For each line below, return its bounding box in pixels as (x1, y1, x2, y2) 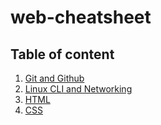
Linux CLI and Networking (24, 83, 133, 95)
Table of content (10, 46, 115, 63)
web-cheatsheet (10, 6, 152, 29)
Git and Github (24, 72, 85, 84)
